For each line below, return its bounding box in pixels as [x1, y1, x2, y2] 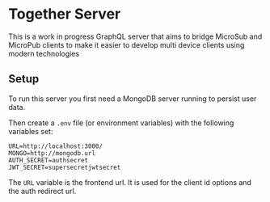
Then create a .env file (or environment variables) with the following [8, 118, 234, 128]
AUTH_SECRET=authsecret [8, 156, 89, 164]
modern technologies [8, 48, 79, 58]
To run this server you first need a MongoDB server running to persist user [8, 94, 257, 103]
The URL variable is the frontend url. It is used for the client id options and [8, 177, 252, 187]
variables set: [8, 126, 53, 136]
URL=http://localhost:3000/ [8, 142, 103, 150]
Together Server [8, 5, 121, 23]
